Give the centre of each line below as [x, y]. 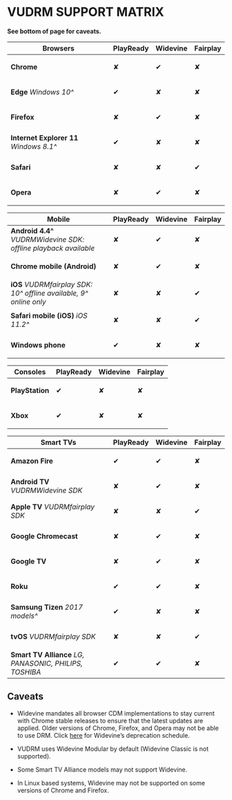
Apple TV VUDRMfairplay [53, 507]
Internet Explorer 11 [45, 138]
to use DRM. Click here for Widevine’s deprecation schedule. [103, 735]
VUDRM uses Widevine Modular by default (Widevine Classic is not [113, 749]
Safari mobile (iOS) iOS [49, 316]
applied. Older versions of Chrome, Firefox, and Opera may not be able [118, 728]
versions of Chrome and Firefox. [63, 790]
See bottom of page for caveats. [54, 31]
